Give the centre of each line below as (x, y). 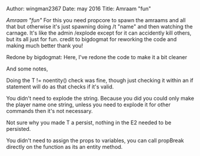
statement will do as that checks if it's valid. (60, 87)
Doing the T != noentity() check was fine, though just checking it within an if (100, 80)
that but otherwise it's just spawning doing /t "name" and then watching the (99, 27)
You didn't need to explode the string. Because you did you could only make (100, 98)
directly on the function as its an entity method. (64, 147)
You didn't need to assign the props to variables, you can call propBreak (95, 140)
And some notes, (27, 69)
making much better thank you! (45, 45)
